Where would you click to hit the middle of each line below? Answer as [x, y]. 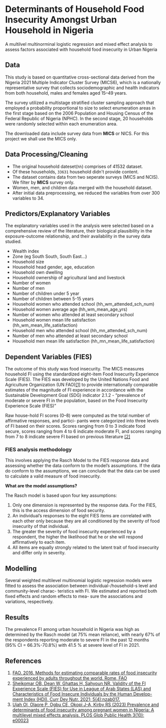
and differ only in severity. [39, 553]
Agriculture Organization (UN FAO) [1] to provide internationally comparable [82, 385]
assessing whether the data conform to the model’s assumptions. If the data [83, 466]
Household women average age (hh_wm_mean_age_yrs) [70, 309]
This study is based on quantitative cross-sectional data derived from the [80, 77]
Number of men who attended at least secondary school [70, 336]
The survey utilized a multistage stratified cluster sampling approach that [80, 103]
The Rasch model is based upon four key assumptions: [61, 495]
